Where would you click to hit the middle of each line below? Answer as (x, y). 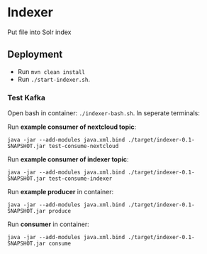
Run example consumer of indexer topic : (68, 159)
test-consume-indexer (80, 179)
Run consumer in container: (49, 224)
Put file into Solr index (39, 32)
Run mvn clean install (51, 71)
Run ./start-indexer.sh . (54, 79)
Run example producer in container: (61, 192)
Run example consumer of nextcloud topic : (72, 127)
